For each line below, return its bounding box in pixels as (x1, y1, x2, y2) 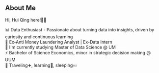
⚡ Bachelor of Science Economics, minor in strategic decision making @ (5, 49, 151, 55)
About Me (5, 4, 36, 12)
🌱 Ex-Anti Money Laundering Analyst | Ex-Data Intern (5, 39, 112, 45)
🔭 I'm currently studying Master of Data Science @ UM (5, 44, 116, 50)
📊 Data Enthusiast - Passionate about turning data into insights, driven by (5, 26, 155, 32)
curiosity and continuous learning (5, 34, 73, 40)
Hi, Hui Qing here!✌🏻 (5, 17, 47, 23)
